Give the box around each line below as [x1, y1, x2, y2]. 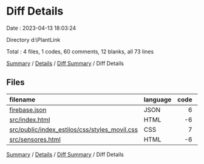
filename [9, 95, 36, 104]
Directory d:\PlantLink [6, 36, 61, 43]
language [143, 95, 172, 104]
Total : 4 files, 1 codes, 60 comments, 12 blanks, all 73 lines [6, 47, 154, 55]
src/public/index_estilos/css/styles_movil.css [9, 125, 138, 134]
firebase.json [9, 105, 47, 114]
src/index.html [9, 115, 50, 124]
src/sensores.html [9, 135, 61, 143]
